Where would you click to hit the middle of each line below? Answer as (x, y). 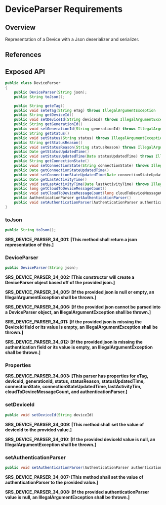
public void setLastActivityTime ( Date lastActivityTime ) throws (82, 184)
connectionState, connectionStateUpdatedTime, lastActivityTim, (73, 387)
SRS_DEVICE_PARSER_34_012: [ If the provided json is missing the (74, 342)
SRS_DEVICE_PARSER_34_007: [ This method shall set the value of (74, 477)
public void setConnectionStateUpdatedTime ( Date (65, 175)
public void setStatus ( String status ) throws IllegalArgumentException (89, 138)
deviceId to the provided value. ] (39, 430)
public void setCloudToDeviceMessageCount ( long (64, 193)
